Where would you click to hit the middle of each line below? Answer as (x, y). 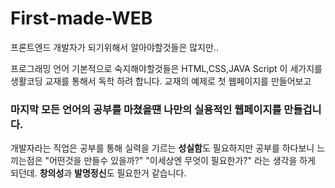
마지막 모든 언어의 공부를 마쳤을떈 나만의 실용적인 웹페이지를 (146, 109)
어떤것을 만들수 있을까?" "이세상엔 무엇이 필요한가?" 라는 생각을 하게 (182, 161)
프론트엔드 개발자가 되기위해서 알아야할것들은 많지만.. (114, 47)
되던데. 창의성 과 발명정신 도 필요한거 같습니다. (98, 173)
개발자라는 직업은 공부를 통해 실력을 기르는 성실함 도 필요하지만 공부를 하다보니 (162, 148)
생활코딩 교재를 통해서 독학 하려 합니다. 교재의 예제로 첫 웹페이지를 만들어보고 (161, 81)
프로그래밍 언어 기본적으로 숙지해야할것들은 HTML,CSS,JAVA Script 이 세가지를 (166, 68)
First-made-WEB (81, 18)
